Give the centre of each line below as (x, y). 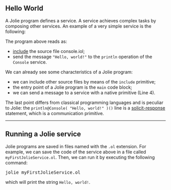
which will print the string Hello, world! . (48, 182)
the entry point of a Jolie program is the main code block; (72, 87)
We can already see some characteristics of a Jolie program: (69, 72)
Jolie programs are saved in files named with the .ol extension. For (76, 146)
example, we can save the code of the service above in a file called (76, 152)
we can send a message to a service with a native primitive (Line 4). (84, 92)
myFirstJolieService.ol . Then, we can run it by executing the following (80, 157)
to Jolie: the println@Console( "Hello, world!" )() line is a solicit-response (85, 108)
